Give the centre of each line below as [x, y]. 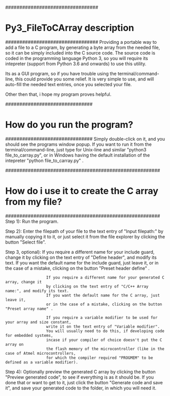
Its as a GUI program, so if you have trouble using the [61, 73]
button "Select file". [26, 242]
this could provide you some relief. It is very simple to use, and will [84, 79]
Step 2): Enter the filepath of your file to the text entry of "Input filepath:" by [84, 231]
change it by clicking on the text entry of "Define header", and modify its [81, 257]
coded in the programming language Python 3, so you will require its [77, 58]
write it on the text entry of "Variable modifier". [103, 326]
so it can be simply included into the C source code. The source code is [80, 52]
